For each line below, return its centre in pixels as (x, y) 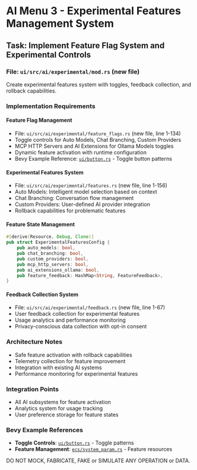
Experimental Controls (48, 55)
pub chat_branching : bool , (50, 253)
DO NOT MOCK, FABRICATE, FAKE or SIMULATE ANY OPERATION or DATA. (98, 461)
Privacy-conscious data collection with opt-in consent (81, 326)
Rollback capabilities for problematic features (70, 211)
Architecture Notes (34, 342)
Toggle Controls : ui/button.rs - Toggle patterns (74, 443)
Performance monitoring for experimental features (76, 374)
